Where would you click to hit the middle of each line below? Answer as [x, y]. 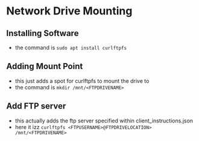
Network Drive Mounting [69, 11]
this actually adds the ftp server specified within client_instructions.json [104, 121]
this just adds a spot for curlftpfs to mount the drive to [82, 81]
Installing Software [43, 33]
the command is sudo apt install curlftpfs [71, 47]
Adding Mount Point [45, 66]
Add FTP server [36, 106]
